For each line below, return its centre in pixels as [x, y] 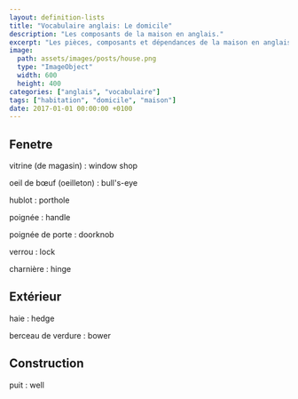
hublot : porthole [39, 200]
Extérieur [35, 297]
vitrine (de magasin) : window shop [74, 166]
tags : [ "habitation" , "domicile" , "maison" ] [93, 100]
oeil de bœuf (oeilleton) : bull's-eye [74, 183]
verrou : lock [32, 252]
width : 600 [37, 76]
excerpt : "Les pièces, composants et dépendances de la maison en [134, 42]
